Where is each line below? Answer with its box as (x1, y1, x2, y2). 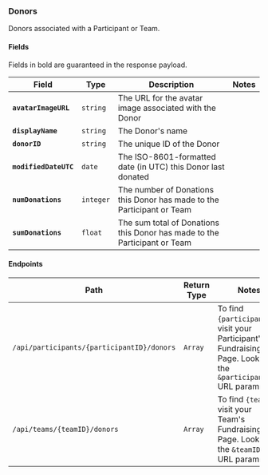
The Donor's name (118, 125, 188, 137)
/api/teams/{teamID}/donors (12, 425, 119, 433)
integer (81, 195, 111, 204)
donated (118, 171, 150, 182)
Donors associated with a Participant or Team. (8, 24, 160, 34)
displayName (12, 126, 58, 135)
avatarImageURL (12, 103, 70, 113)
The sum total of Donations (118, 217, 219, 228)
